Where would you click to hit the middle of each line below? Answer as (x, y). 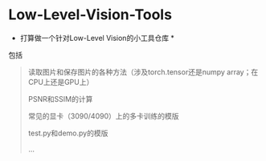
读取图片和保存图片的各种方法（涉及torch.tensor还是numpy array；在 (143, 72)
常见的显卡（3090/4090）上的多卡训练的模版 (103, 116)
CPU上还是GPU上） (61, 82)
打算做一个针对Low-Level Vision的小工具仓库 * (97, 38)
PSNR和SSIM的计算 (60, 99)
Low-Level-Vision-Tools (90, 15)
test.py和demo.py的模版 (68, 133)
